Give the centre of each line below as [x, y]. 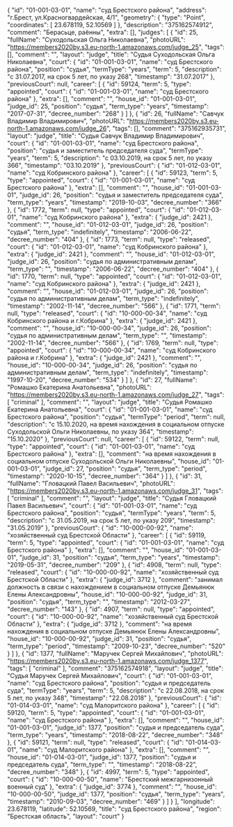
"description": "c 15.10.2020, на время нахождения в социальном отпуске [116, 424]
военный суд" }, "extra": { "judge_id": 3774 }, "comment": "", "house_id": [112, 787]
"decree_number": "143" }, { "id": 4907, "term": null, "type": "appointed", [111, 609]
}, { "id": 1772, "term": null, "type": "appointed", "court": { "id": [96, 210]
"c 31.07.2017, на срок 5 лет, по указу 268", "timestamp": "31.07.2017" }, [111, 77]
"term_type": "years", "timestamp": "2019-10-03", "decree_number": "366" [115, 202]
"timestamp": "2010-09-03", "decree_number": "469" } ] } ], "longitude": [111, 801]
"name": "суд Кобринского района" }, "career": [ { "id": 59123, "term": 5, [112, 173]
